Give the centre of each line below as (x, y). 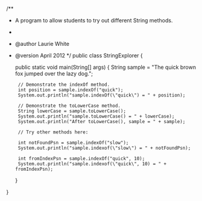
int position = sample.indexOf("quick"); (71, 90)
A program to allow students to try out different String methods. (94, 20)
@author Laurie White (42, 44)
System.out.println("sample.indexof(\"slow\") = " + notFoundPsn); (104, 148)
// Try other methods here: (53, 132)
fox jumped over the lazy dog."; (54, 74)
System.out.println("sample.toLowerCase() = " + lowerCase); (96, 116)
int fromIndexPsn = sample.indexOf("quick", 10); (81, 159)
